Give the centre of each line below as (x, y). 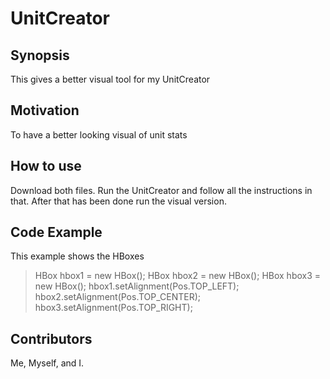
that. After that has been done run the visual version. (118, 201)
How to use (46, 166)
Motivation (45, 110)
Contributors (51, 338)
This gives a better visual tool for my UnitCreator (110, 79)
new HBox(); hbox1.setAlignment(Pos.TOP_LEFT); (137, 286)
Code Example (56, 232)
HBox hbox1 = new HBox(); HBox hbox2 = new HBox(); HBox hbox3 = (178, 276)
